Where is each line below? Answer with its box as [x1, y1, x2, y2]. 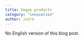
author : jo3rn [5, 16, 35, 21]
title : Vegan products [5, 7, 52, 12]
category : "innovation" [5, 12, 55, 17]
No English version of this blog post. [5, 30, 80, 36]
